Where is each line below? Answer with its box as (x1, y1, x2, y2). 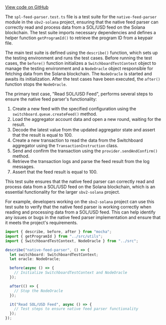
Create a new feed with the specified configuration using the (12, 106, 136, 111)
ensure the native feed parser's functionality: (5, 96, 97, 102)
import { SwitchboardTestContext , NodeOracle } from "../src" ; (5, 238, 139, 243)
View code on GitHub (5, 4, 49, 10)
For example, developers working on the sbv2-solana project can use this (5, 199, 155, 205)
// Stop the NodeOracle (14, 288, 63, 293)
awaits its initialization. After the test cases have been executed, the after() (5, 76, 161, 82)
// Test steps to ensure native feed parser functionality (14, 307, 139, 312)
